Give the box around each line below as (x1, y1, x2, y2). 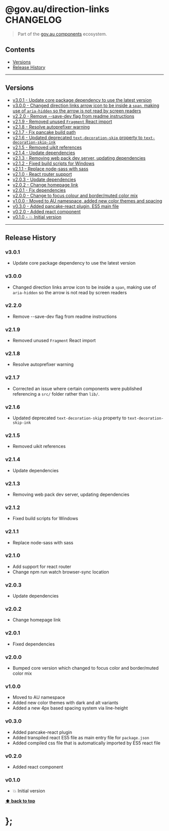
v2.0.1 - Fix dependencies (12, 187, 66, 193)
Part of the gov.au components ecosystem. (17, 31, 107, 37)
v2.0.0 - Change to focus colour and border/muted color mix (12, 193, 138, 199)
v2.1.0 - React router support (12, 171, 72, 177)
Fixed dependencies (12, 641, 55, 647)
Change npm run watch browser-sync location (12, 568, 109, 575)
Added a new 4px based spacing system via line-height (12, 705, 128, 711)
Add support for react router (12, 563, 71, 569)
